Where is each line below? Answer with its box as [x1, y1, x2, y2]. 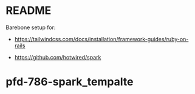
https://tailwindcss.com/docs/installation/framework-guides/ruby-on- [14, 35, 189, 42]
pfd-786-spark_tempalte [5, 75, 134, 89]
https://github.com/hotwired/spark [14, 53, 101, 61]
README [5, 4, 52, 18]
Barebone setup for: [5, 24, 56, 31]
